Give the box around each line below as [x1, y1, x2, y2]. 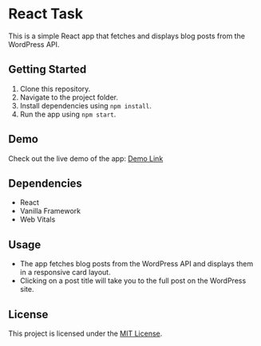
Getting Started [8, 63, 87, 77]
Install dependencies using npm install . [19, 100, 152, 110]
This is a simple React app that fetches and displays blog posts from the [8, 31, 246, 41]
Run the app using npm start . [19, 109, 117, 119]
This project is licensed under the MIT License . [8, 328, 163, 338]
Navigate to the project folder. [19, 92, 118, 102]
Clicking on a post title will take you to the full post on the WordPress [19, 276, 247, 285]
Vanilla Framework [19, 206, 81, 216]
